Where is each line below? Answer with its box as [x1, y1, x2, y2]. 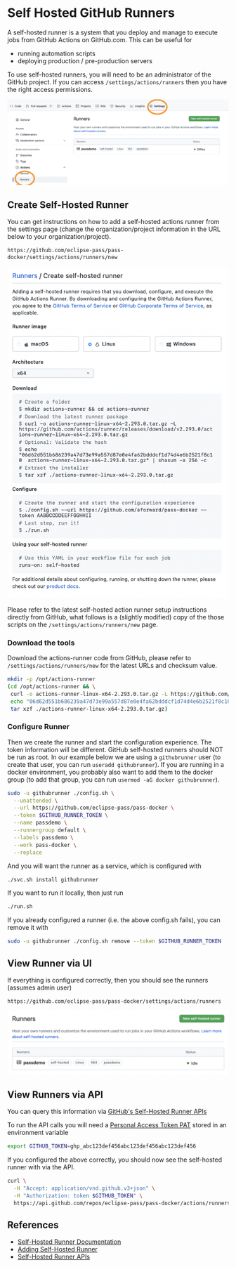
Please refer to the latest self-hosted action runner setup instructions [7, 605, 207, 614]
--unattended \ [13, 797, 58, 804]
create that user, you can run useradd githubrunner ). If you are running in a [7, 760, 225, 768]
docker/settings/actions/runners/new [7, 254, 118, 261]
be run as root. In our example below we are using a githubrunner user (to [7, 753, 221, 761]
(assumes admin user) [7, 983, 72, 992]
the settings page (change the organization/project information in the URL [7, 225, 221, 233]
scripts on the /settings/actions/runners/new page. [7, 620, 158, 629]
